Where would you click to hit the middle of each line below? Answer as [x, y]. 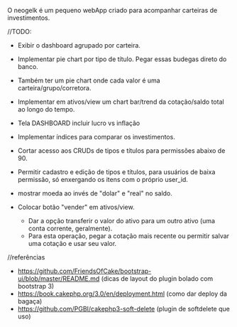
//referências [26, 257]
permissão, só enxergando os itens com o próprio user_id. [103, 179]
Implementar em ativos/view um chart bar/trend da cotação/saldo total [121, 102]
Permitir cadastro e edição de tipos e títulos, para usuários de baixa [116, 172]
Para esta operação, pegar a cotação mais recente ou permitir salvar [128, 236]
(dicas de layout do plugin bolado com [157, 279]
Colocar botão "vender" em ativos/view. [76, 207]
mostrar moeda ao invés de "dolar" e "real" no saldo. [95, 193]
